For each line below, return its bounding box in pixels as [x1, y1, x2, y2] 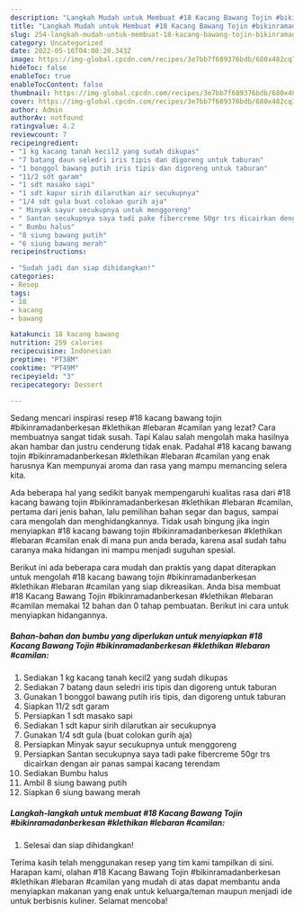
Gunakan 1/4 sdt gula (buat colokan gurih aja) [22, 730, 192, 740]
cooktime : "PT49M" [10, 363, 79, 372]
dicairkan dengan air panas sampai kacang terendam [22, 758, 221, 769]
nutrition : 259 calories [10, 338, 103, 347]
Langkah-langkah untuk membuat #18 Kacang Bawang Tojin [10, 807, 243, 819]
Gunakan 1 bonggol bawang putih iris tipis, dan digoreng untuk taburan [22, 692, 287, 703]
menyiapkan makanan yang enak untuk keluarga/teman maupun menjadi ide [10, 886, 293, 897]
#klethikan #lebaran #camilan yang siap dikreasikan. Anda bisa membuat [10, 581, 281, 592]
